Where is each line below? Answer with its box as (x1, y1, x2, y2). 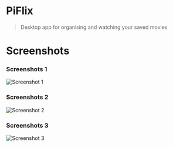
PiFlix (6, 4, 33, 18)
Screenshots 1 (6, 65, 48, 73)
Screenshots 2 (6, 93, 49, 101)
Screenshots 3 (6, 121, 49, 129)
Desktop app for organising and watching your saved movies (20, 24, 168, 31)
